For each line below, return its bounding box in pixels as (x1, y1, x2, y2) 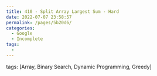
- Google (11, 31, 33, 37)
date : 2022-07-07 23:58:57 (6, 14, 72, 20)
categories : (6, 25, 35, 31)
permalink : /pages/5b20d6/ (6, 19, 72, 25)
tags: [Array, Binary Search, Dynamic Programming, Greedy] (6, 63, 152, 70)
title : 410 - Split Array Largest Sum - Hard (6, 8, 119, 15)
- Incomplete (11, 36, 43, 42)
